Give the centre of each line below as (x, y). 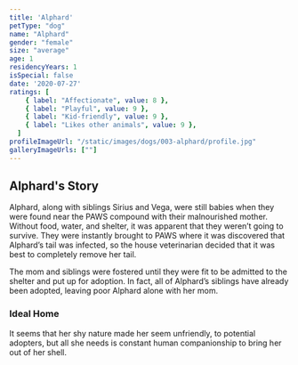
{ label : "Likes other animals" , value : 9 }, (111, 126)
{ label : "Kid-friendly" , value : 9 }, (97, 117)
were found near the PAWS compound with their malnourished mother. (139, 217)
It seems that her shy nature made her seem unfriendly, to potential (133, 333)
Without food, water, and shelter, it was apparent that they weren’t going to (146, 226)
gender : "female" (41, 42)
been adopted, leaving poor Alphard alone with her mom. (114, 291)
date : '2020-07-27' (45, 84)
